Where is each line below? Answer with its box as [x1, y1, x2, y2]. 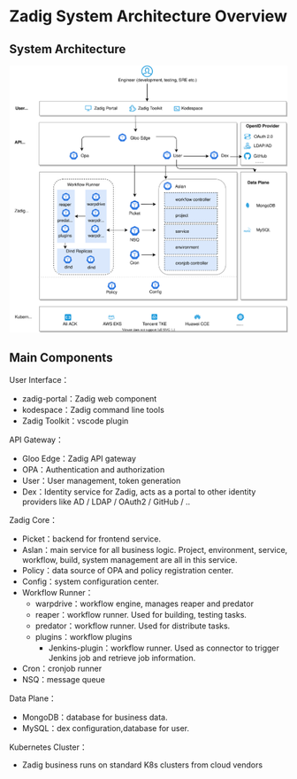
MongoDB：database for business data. [21, 712, 168, 723]
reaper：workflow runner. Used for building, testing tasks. [34, 610, 247, 620]
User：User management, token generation [21, 476, 181, 487]
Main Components [9, 350, 113, 365]
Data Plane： [9, 693, 57, 704]
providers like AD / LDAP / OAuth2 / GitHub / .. [21, 496, 191, 507]
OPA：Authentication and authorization [21, 464, 165, 475]
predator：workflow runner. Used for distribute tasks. [34, 620, 231, 631]
